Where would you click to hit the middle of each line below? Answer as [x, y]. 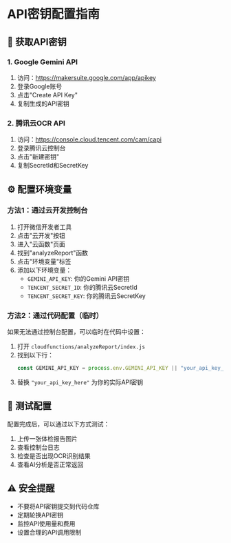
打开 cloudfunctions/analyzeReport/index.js [81, 346]
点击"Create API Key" [47, 95]
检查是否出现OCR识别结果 [54, 455]
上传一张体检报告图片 [47, 438]
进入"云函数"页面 [41, 244]
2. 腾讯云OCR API [36, 123]
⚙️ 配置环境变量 [40, 189]
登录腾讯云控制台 [41, 148]
